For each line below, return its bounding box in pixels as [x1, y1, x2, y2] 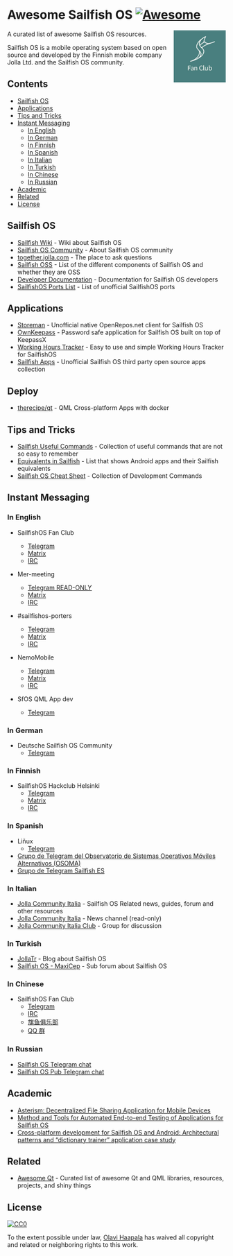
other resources [17, 906, 64, 915]
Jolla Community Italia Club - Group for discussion [17, 921, 162, 929]
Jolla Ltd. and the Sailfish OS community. [7, 58, 125, 66]
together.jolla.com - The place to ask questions [17, 253, 153, 261]
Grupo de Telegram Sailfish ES [17, 866, 105, 875]
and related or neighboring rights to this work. [7, 1241, 139, 1249]
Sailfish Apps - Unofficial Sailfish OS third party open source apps [17, 358, 206, 366]
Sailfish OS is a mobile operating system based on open [7, 43, 167, 51]
